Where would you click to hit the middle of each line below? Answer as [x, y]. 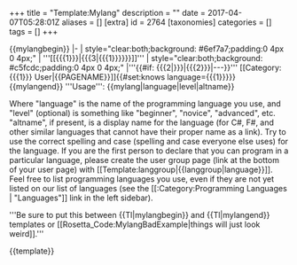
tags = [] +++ [34, 31]
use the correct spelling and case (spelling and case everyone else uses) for [149, 141]
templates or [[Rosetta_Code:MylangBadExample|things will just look [135, 224]
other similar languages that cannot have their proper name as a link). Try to [148, 132]
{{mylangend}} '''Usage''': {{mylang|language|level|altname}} [122, 86]
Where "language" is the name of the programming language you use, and [145, 104]
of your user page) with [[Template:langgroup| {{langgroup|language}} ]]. [141, 169]
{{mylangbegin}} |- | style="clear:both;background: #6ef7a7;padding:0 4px [147, 49]
